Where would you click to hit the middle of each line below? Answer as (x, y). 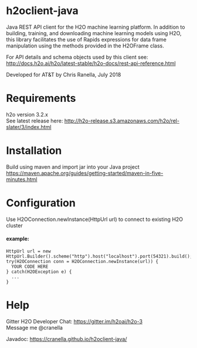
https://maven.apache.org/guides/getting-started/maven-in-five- (85, 173)
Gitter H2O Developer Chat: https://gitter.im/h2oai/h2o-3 (74, 321)
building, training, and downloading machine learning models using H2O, (94, 33)
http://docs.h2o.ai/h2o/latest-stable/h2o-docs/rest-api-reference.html (91, 63)
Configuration (41, 203)
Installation (34, 151)
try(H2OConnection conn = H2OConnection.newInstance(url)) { (82, 261)
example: (18, 239)
